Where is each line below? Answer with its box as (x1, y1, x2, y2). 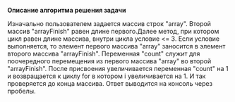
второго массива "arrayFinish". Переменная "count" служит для (7, 49, 200, 58)
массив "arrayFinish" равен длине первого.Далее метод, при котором (7, 27, 219, 35)
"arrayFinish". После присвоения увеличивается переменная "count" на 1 (7, 65, 229, 72)
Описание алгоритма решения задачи (7, 6, 126, 14)
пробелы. (7, 87, 37, 95)
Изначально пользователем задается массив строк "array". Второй (7, 20, 212, 27)
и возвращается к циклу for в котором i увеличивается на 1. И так (7, 72, 206, 80)
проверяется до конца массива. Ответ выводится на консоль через (7, 79, 213, 87)
